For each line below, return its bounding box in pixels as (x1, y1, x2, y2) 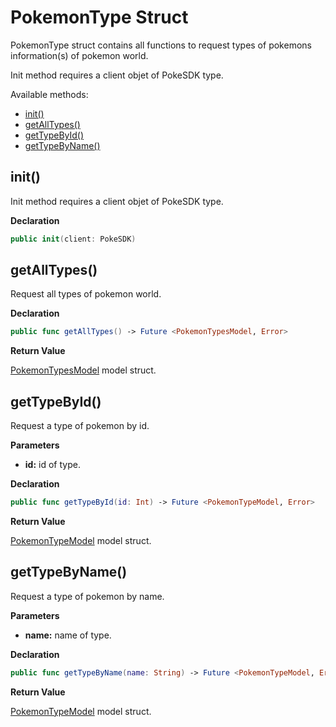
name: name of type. (24, 629, 112, 641)
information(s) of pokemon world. (10, 49, 149, 61)
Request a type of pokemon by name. (10, 590, 165, 602)
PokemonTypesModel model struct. (10, 364, 157, 376)
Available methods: (10, 88, 89, 100)
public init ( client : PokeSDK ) (10, 234, 137, 244)
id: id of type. (24, 459, 81, 471)
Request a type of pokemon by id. (10, 420, 150, 432)
